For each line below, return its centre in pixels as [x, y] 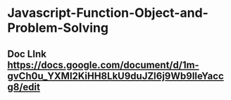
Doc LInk [27, 54]
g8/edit [24, 87]
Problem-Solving [58, 28]
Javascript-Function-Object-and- [108, 13]
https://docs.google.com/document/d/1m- [103, 65]
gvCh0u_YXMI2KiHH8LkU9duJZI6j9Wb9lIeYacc [115, 76]
